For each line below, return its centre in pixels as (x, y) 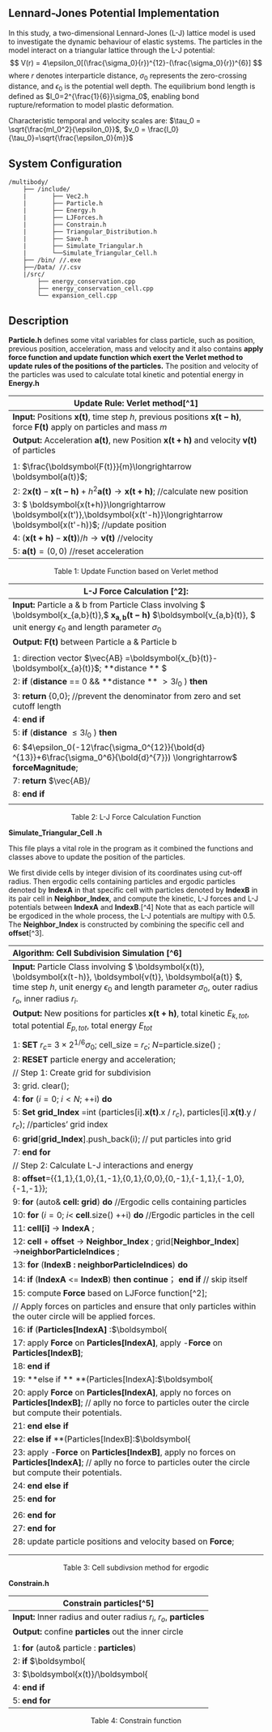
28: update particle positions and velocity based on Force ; (123, 1541)
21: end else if (40, 1425)
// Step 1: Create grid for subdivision (82, 1073)
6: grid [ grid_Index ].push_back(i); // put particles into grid (122, 1138)
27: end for (34, 1528)
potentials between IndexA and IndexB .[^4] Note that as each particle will (132, 907)
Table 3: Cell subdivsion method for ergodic (136, 1567)
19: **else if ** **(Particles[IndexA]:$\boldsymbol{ (113, 1379)
